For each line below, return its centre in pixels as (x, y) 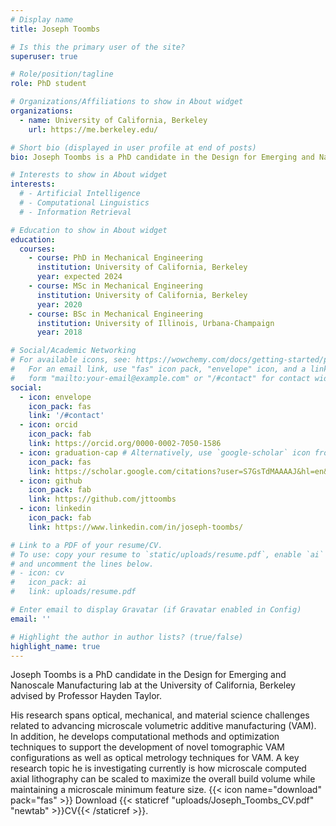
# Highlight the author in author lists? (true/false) (127, 637)
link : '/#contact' (66, 416)
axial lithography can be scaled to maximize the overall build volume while (163, 779)
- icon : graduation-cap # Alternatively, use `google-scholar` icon (165, 452)
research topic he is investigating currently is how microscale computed (158, 768)
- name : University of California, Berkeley (113, 120)
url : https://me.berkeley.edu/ (93, 129)
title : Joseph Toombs (55, 29)
